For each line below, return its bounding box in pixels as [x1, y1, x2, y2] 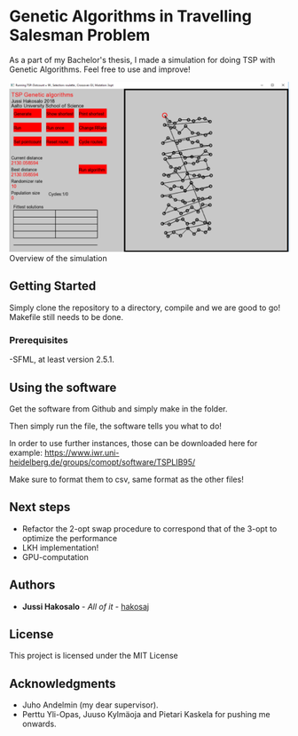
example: [9, 447, 43, 458]
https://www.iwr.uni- [43, 447, 120, 458]
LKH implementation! [21, 542, 99, 553]
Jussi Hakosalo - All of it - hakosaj [21, 601, 149, 612]
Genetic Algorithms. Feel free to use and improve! [9, 64, 191, 75]
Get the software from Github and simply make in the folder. [9, 404, 228, 414]
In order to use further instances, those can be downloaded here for [9, 438, 258, 448]
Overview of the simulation [9, 253, 108, 264]
